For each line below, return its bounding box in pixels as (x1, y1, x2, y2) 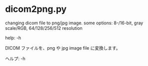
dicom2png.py (5, 3, 67, 15)
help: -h (5, 35, 21, 41)
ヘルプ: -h (5, 56, 26, 62)
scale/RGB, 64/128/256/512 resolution (5, 25, 83, 31)
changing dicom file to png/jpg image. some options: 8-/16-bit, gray (5, 20, 144, 26)
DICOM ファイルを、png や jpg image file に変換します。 (5, 45, 121, 51)
